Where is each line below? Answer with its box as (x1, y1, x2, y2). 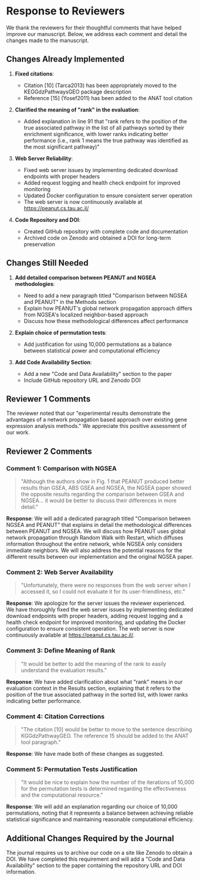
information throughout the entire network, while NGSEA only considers (6, 541, 183, 548)
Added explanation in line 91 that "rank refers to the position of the (23, 117, 187, 125)
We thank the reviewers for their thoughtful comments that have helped (6, 24, 182, 31)
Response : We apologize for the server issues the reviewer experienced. (6, 599, 186, 607)
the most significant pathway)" (23, 143, 100, 150)
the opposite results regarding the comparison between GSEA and (20, 490, 184, 498)
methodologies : (14, 280, 56, 287)
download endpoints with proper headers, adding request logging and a (6, 613, 183, 620)
